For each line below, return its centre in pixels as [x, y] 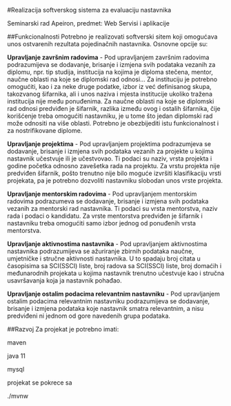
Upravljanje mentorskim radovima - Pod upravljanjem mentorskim [102, 194]
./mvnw [18, 396]
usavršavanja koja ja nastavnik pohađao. [64, 281]
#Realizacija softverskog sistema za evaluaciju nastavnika [89, 10]
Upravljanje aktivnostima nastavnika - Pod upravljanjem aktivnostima [107, 244]
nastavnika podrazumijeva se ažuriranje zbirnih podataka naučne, [101, 251]
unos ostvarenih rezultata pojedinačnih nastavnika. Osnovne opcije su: [108, 44]
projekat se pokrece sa [40, 383]
